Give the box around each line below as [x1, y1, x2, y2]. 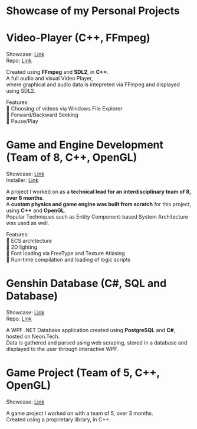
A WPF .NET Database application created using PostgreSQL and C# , [6, 327, 176, 333]
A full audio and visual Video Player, [6, 75, 93, 82]
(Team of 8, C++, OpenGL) [6, 151, 137, 164]
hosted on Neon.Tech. [6, 333, 60, 340]
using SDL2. [6, 87, 36, 95]
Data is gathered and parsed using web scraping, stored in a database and [6, 339, 188, 346]
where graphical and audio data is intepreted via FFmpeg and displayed [6, 81, 180, 88]
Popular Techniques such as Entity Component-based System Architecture [6, 213, 189, 220]
